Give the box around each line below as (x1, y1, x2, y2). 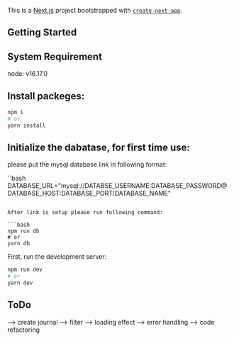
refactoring (7, 325, 40, 334)
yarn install (7, 122, 46, 129)
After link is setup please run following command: (7, 209, 163, 216)
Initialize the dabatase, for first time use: (7, 142, 190, 154)
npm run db (7, 228, 40, 235)
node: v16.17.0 (7, 69, 48, 78)
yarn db (7, 240, 30, 247)
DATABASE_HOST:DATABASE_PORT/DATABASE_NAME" (7, 189, 172, 198)
